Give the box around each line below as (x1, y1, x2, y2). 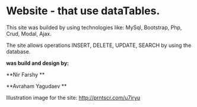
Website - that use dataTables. (6, 4, 160, 18)
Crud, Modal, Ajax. (6, 30, 52, 37)
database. (6, 48, 31, 55)
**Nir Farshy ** (6, 71, 45, 78)
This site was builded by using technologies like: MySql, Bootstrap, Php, (6, 24, 182, 31)
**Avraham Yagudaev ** (6, 82, 67, 90)
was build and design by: (6, 59, 69, 67)
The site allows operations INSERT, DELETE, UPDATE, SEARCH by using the (6, 42, 192, 49)
